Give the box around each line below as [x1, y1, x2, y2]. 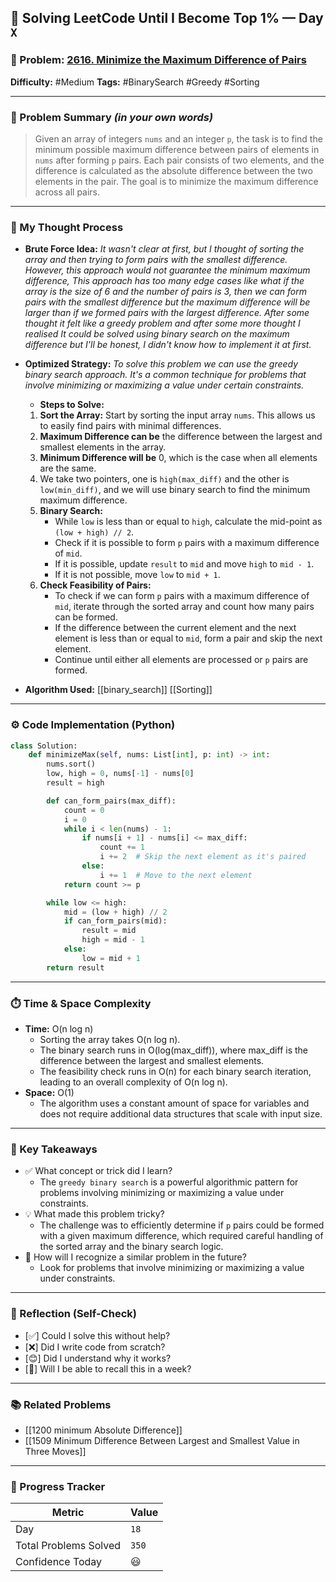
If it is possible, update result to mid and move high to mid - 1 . [54, 558, 315, 570]
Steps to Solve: [39, 399, 105, 411]
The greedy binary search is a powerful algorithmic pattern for [39, 1176, 299, 1188]
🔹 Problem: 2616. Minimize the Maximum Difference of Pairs [10, 53, 307, 67]
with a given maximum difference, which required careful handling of [39, 1230, 324, 1242]
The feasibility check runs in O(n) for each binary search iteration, [39, 1066, 312, 1077]
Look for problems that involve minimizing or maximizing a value [39, 1262, 305, 1274]
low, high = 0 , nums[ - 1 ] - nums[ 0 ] [46, 769, 195, 779]
